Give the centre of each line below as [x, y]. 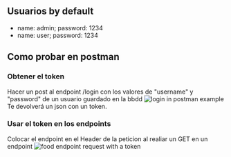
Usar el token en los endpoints [59, 124]
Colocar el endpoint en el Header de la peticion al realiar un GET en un [108, 139]
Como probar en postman [63, 57]
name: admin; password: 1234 [60, 28]
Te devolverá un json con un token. [57, 106]
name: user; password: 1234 [58, 35]
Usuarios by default [50, 11]
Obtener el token [36, 76]
